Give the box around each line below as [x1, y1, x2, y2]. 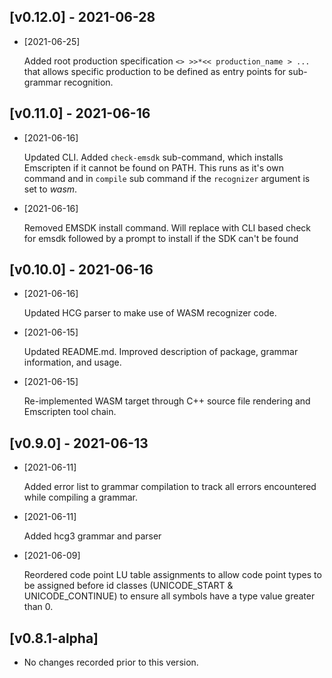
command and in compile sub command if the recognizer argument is [23, 172, 311, 184]
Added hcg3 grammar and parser [23, 530, 162, 542]
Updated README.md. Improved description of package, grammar [23, 346, 299, 358]
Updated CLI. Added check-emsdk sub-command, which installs [23, 151, 284, 163]
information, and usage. [23, 356, 122, 369]
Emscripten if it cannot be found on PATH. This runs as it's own [23, 161, 284, 174]
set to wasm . [23, 183, 78, 195]
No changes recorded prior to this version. [23, 656, 199, 669]
